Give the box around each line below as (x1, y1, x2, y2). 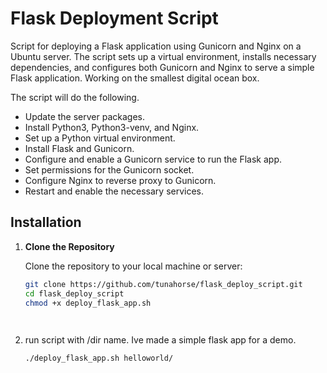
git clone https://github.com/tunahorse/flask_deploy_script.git (24, 279, 303, 289)
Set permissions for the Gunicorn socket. (24, 163, 195, 176)
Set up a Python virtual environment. (24, 132, 176, 144)
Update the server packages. (24, 110, 146, 122)
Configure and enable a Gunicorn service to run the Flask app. (24, 153, 282, 165)
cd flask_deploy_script (24, 288, 125, 299)
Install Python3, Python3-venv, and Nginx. (24, 121, 200, 133)
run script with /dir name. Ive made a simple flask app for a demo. (24, 334, 297, 346)
